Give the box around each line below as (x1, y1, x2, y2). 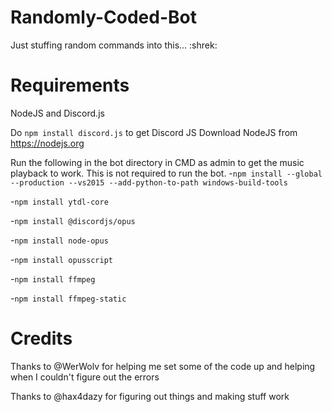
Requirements (10, 74, 130, 97)
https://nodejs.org (10, 137, 85, 149)
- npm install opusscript (10, 253, 113, 265)
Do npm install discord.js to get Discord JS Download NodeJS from (10, 126, 298, 138)
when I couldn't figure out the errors (10, 371, 160, 383)
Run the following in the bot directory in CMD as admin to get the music (10, 156, 305, 168)
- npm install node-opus (10, 234, 109, 246)
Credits (10, 327, 73, 350)
